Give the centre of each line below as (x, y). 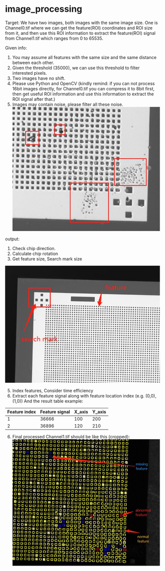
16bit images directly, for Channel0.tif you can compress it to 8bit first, (83, 88)
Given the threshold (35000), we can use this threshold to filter (76, 68)
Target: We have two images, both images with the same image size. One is (82, 23)
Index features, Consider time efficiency (53, 390)
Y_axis (99, 412)
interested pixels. (30, 73)
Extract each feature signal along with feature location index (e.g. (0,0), (84, 396)
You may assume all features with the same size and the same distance (84, 57)
